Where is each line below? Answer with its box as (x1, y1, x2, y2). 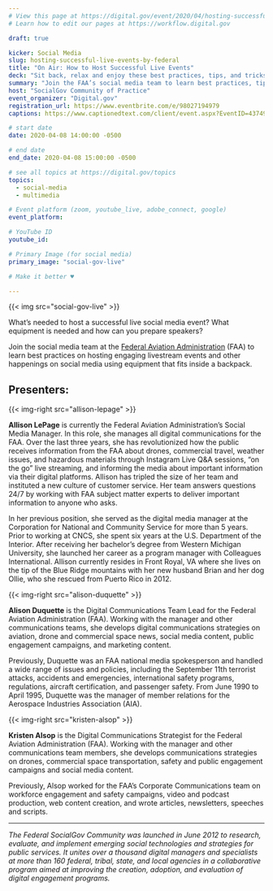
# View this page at (8, 11, 79, 20)
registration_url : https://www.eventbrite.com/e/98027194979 (8, 102, 220, 110)
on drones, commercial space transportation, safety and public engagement (8, 757, 263, 767)
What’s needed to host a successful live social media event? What (8, 318, 229, 328)
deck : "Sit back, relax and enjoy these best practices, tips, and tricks (8, 72, 267, 80)
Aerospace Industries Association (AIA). (8, 699, 142, 709)
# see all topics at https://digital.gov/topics (8, 168, 176, 176)
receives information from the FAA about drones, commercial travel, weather (8, 446, 265, 456)
